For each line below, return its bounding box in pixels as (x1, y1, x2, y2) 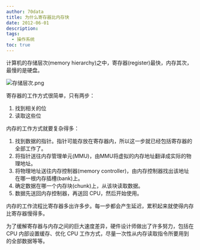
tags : (6, 31, 20, 37)
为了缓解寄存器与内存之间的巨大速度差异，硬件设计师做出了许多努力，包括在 (6, 222, 194, 230)
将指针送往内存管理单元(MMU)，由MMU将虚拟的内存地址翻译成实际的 (14, 152, 186, 159)
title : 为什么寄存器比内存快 (6, 14, 70, 20)
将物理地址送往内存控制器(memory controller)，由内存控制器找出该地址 (14, 167, 189, 174)
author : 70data (6, 8, 44, 15)
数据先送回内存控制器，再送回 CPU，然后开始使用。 (14, 189, 143, 197)
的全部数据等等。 (6, 237, 48, 245)
